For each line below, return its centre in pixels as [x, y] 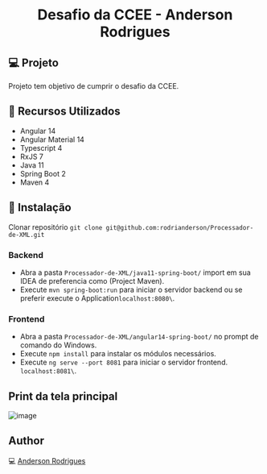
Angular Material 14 [52, 139]
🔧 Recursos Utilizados [64, 112]
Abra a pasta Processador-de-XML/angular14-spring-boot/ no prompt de [139, 337]
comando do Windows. [58, 345]
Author [26, 441]
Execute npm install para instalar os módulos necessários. [118, 354]
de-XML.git [27, 235]
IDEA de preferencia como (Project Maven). [92, 281]
